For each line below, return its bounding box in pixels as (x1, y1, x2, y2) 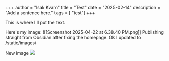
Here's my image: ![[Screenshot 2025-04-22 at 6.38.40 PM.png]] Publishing (5, 29, 164, 35)
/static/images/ (5, 40, 37, 46)
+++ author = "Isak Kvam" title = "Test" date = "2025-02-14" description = (5, 5, 160, 10)
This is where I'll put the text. (5, 20, 66, 25)
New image (5, 50, 29, 56)
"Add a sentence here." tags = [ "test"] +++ (5, 10, 95, 16)
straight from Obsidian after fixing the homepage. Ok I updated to (5, 35, 141, 40)
